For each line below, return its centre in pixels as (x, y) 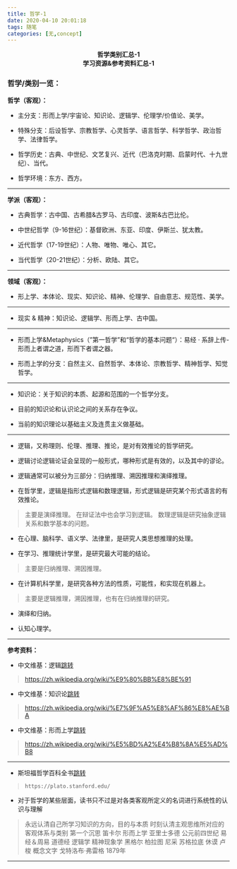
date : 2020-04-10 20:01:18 (47, 20)
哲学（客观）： (28, 100)
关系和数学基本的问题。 (59, 523)
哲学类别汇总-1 (119, 54)
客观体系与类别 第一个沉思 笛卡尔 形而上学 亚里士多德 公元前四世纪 (122, 833)
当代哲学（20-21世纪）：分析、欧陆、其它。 (80, 259)
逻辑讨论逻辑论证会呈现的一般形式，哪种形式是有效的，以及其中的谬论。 (122, 461)
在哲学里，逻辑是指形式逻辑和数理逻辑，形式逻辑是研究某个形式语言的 (120, 490)
